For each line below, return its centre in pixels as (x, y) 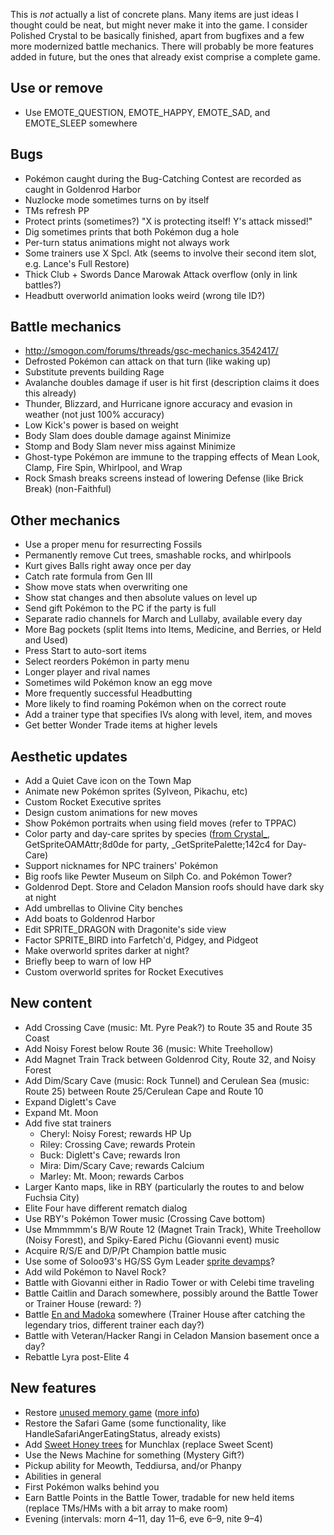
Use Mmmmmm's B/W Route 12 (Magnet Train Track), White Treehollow (173, 1229)
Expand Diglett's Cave (70, 1101)
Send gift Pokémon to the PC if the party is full (120, 608)
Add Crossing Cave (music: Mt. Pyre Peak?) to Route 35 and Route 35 (168, 1027)
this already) (50, 393)
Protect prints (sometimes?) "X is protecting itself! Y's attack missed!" (168, 221)
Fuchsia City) (52, 1197)
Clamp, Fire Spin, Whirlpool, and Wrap (103, 468)
